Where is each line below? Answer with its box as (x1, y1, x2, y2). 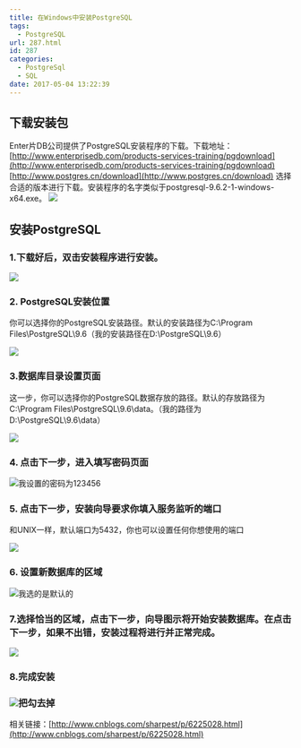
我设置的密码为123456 (18, 478, 101, 489)
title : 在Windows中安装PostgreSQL (9, 13, 133, 22)
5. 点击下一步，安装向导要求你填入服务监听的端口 (9, 503, 222, 515)
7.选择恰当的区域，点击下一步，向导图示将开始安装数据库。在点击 (9, 613, 292, 625)
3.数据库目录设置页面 (9, 370, 101, 383)
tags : (9, 21, 30, 30)
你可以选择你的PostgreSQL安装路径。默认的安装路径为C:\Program (9, 317, 254, 328)
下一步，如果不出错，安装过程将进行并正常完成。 (9, 626, 221, 639)
